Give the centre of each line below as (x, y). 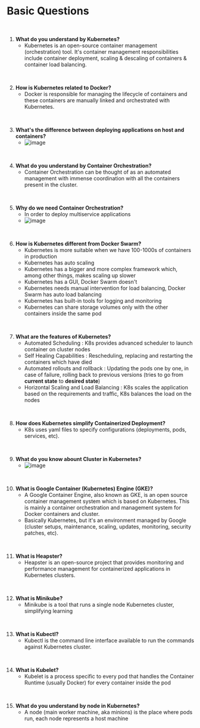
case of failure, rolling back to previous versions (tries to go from (104, 374)
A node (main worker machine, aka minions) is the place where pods (108, 712)
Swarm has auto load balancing (63, 294)
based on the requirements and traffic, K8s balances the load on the (108, 394)
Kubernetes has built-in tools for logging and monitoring (93, 300)
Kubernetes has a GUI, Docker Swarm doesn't (81, 281)
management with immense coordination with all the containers (102, 178)
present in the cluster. (51, 185)
